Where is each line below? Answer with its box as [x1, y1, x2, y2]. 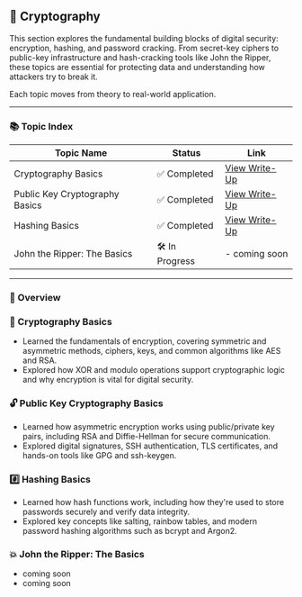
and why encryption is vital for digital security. [22, 375, 194, 385]
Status [172, 147, 201, 159]
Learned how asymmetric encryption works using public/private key [22, 421, 276, 432]
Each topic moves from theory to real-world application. [9, 88, 217, 99]
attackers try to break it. [9, 71, 99, 82]
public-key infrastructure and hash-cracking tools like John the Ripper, [9, 51, 271, 63]
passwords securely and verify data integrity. [22, 506, 191, 517]
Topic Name [54, 147, 108, 159]
